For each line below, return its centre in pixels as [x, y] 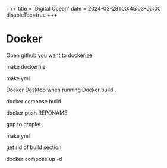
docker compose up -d [34, 159]
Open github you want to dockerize [49, 55]
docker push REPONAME [37, 113]
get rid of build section [34, 147]
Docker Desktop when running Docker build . [61, 90]
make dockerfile [26, 66]
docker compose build [34, 101]
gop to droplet [23, 124]
